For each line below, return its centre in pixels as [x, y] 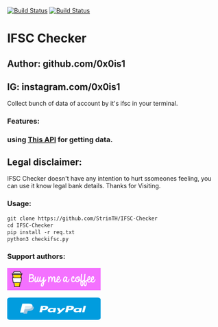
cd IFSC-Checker [30, 226]
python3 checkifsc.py [38, 239]
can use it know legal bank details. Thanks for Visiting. [84, 186]
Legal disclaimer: [45, 162]
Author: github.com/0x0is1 [66, 64]
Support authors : [36, 256]
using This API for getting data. [60, 139]
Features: [23, 122]
